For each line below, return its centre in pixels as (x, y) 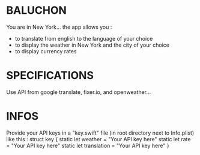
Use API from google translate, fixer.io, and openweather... (79, 92)
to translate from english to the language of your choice (84, 38)
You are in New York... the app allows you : (59, 27)
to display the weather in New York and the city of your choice (92, 45)
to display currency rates (46, 51)
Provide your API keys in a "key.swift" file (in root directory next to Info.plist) (100, 133)
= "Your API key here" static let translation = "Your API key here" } (88, 145)
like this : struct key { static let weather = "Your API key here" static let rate (98, 139)
